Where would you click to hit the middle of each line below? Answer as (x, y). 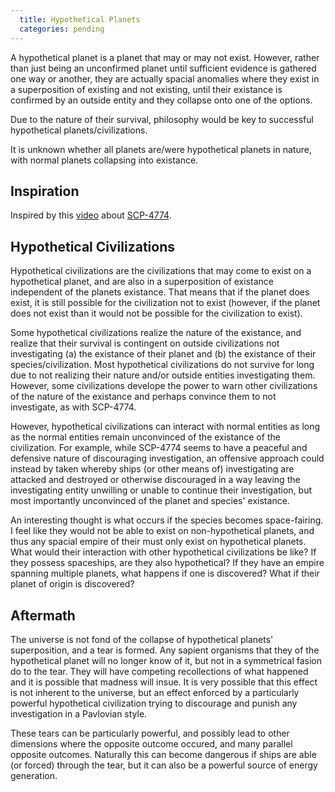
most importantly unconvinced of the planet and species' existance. (150, 501)
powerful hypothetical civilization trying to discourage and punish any (154, 703)
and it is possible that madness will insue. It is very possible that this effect (164, 682)
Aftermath (43, 615)
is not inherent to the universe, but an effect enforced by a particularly (155, 692)
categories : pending (62, 29)
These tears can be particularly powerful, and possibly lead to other (150, 733)
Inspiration (45, 191)
